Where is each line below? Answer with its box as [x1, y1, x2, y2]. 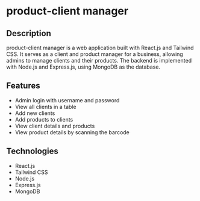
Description [6, 28, 51, 39]
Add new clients [14, 110, 55, 117]
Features [6, 81, 40, 91]
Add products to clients [14, 116, 73, 123]
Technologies [6, 146, 59, 156]
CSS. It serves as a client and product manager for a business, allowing [6, 51, 184, 58]
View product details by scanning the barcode [14, 128, 130, 136]
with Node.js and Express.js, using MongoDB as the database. [6, 63, 161, 70]
